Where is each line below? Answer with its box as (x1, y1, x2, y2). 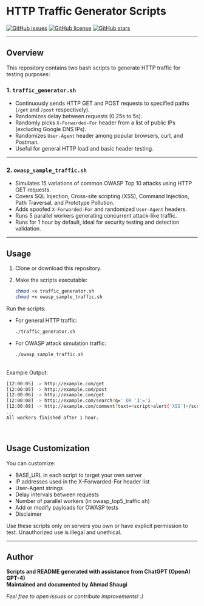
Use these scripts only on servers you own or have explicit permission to (6, 522, 188, 529)
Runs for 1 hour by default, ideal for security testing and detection (15, 218, 180, 226)
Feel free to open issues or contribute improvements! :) (6, 593, 144, 600)
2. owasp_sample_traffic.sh (6, 166, 87, 174)
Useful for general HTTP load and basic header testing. (15, 145, 154, 152)
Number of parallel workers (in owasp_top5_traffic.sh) (15, 497, 150, 504)
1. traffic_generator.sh (6, 85, 76, 94)
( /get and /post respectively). (15, 106, 90, 113)
